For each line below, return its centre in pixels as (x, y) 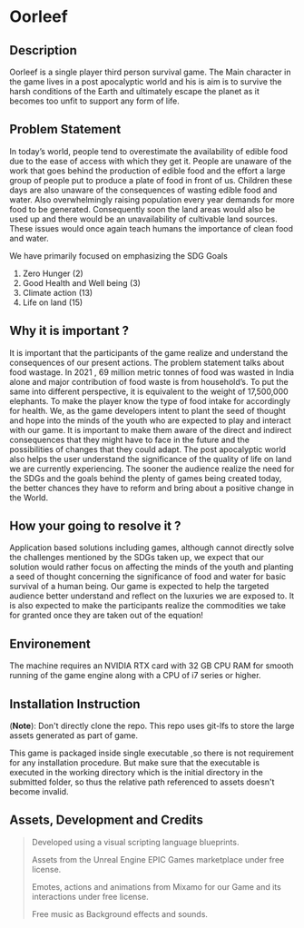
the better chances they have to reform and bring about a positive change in (152, 488)
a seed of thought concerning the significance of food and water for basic (148, 577)
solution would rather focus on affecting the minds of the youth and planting (152, 567)
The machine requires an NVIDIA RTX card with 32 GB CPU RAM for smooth (152, 666)
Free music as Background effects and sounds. (120, 913)
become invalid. (39, 792)
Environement (50, 643)
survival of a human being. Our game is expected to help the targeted (139, 587)
